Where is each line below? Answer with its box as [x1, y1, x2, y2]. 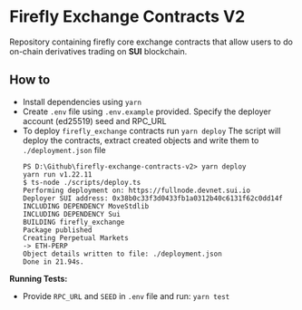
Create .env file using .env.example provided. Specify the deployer [22, 106, 272, 117]
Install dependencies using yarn [22, 96, 142, 107]
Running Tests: [9, 273, 68, 284]
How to [9, 73, 51, 88]
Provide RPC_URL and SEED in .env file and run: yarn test [22, 290, 230, 301]
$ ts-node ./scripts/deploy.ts [22, 178, 141, 187]
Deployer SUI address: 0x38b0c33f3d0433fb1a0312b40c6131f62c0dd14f [22, 193, 283, 203]
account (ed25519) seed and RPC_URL [22, 115, 168, 126]
